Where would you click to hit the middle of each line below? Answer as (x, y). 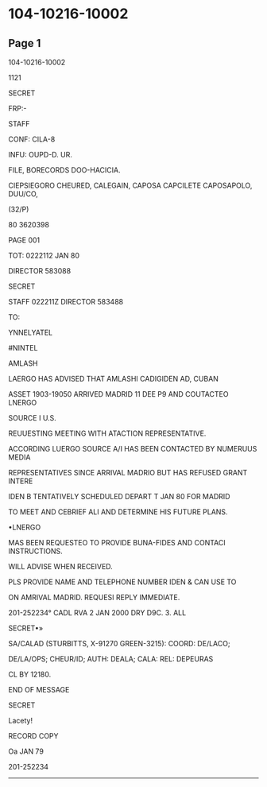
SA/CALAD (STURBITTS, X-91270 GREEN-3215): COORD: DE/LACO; (119, 644)
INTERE (21, 481)
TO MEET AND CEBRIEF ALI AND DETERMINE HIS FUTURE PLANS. (118, 512)
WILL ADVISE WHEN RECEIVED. (60, 566)
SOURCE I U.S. (33, 418)
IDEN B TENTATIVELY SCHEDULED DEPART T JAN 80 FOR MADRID (119, 496)
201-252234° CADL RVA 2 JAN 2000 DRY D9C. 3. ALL (97, 613)
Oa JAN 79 (26, 751)
